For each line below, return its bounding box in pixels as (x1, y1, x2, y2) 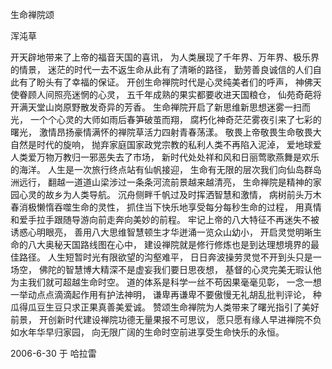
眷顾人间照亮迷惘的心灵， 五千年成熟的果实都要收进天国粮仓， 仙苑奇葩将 (18, 89, 322, 100)
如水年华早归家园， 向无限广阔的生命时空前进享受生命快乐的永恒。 (10, 326, 285, 338)
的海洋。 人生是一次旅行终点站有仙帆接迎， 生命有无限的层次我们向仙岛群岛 (10, 164, 322, 175)
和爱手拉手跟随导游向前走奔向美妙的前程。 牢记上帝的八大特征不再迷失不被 (10, 214, 320, 225)
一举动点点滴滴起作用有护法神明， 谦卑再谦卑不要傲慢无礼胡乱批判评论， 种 (10, 289, 322, 300)
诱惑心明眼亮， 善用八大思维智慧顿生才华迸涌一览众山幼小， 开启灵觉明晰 (10, 226, 313, 238)
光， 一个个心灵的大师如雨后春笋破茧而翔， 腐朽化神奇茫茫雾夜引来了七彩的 (10, 114, 322, 125)
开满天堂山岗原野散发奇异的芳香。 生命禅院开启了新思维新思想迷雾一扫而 (10, 101, 311, 113)
